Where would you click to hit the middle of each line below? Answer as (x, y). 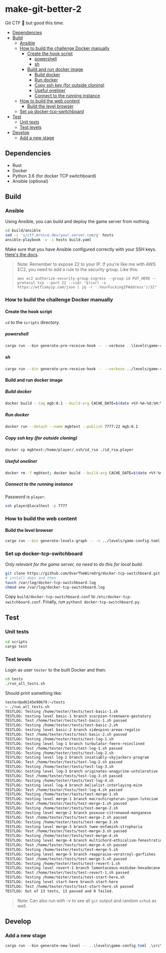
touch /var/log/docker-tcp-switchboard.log (51, 583)
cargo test (16, 647)
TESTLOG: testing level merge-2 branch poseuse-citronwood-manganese (78, 813)
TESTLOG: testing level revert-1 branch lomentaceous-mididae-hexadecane (83, 868)
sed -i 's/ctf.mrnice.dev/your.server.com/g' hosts (59, 235)
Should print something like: (34, 693)
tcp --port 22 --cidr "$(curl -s (72, 283)
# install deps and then (31, 578)
